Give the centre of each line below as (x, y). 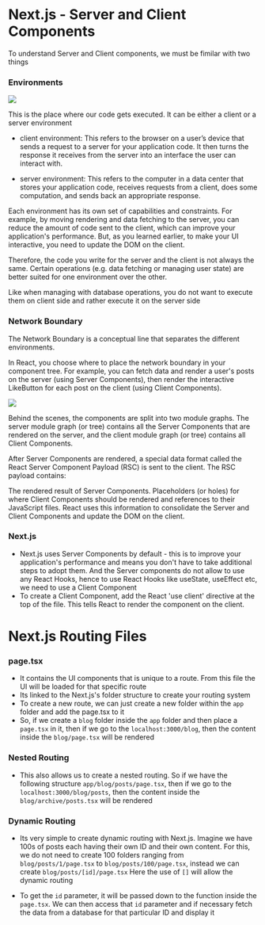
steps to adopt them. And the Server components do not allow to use (132, 570)
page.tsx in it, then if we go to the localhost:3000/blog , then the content (138, 729)
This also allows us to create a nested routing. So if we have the (123, 775)
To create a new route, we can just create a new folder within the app (131, 704)
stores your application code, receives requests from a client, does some (138, 187)
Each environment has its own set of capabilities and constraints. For (120, 211)
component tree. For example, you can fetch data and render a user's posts (131, 371)
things (19, 62)
